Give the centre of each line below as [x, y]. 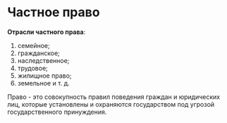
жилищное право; [44, 76]
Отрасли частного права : [47, 32]
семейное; [34, 45]
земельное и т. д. [44, 83]
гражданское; [38, 53]
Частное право [54, 12]
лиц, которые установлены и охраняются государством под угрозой [111, 104]
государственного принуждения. [57, 112]
